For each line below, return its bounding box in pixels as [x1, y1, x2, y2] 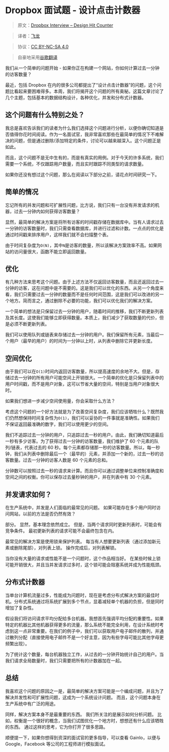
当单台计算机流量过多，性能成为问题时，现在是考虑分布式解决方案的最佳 [5, 592, 155, 598]
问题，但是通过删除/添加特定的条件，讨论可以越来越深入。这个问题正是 [14, 137, 161, 143]
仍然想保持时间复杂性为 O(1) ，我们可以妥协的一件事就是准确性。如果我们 [9, 415, 160, 421]
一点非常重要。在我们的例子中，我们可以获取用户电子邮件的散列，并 [18, 628, 159, 634]
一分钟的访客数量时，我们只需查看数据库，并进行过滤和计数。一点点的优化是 [5, 225, 164, 231]
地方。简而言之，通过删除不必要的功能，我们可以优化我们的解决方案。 [9, 298, 155, 304]
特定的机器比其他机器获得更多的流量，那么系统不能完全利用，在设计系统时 [5, 622, 159, 628]
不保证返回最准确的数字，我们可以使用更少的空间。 [5, 421, 111, 428]
